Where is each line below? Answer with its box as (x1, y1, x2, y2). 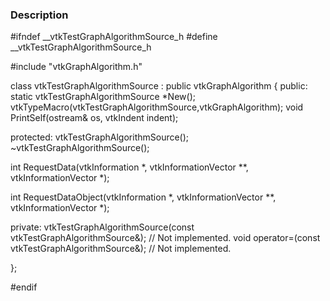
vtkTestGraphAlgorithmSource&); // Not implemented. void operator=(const (10, 232, 321, 244)
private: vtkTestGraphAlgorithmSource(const (10, 221, 195, 233)
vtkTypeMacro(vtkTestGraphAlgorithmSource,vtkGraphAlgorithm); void (10, 101, 304, 113)
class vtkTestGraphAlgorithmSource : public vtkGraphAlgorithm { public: (10, 80, 308, 92)
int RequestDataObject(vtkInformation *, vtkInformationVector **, (10, 191, 277, 203)
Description (10, 8, 69, 22)
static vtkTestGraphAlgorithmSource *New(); (10, 91, 196, 103)
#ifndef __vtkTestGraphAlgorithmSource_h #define (10, 31, 218, 43)
